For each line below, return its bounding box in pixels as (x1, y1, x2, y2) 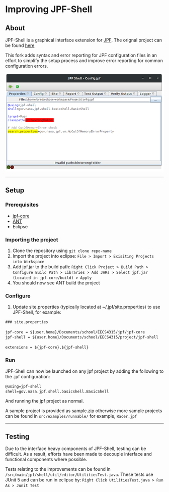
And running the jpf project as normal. (5, 398, 84, 404)
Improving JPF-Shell (5, 4, 93, 15)
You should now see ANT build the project (12, 280, 100, 286)
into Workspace (12, 259, 45, 265)
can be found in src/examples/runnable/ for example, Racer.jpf (5, 413, 137, 419)
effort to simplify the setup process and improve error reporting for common (5, 58, 163, 64)
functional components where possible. (5, 456, 87, 463)
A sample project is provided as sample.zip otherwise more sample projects (5, 408, 162, 414)
